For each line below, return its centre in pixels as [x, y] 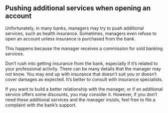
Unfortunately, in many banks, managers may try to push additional [74, 28]
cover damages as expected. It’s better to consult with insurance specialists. [84, 79]
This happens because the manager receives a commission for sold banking [84, 48]
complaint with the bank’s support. [41, 105]
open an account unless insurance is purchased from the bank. [70, 38]
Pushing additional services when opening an [78, 8]
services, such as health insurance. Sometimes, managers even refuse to [81, 33]
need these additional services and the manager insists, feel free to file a [80, 99]
